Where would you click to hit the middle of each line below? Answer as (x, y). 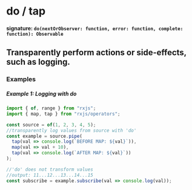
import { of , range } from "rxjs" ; (51, 108)
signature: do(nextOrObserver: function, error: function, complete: (95, 28)
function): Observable (35, 34)
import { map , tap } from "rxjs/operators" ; (63, 114)
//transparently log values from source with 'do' (71, 130)
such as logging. (38, 62)
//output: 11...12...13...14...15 (50, 175)
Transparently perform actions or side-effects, (96, 53)
